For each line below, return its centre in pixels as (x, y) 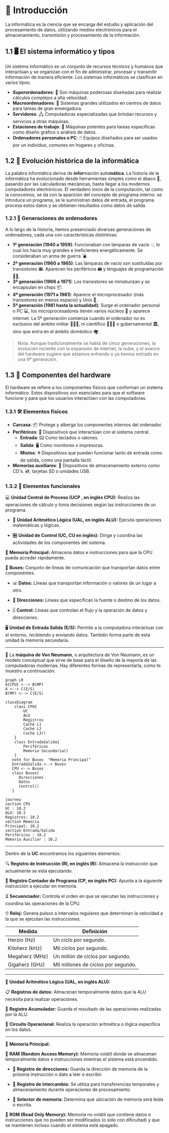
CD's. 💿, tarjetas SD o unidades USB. (51, 471)
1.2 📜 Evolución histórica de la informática (72, 161)
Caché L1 (32, 724)
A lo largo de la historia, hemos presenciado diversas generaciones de (78, 229)
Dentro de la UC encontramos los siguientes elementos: (63, 853)
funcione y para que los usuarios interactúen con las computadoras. (76, 398)
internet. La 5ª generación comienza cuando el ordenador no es (79, 318)
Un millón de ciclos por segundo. (92, 957)
